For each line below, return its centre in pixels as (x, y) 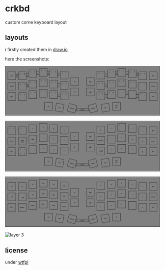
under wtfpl (17, 262)
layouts (17, 38)
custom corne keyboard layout (36, 22)
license (16, 250)
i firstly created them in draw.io (36, 49)
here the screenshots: (27, 59)
